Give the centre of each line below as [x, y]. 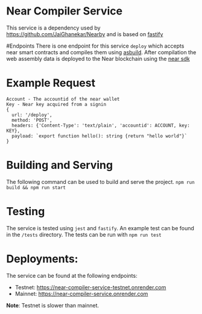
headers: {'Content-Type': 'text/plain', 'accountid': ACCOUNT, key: [101, 125]
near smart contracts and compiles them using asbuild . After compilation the [101, 52]
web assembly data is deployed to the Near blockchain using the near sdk [98, 58]
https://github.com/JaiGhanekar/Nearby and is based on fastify [85, 34]
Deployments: [42, 259]
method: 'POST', [32, 120]
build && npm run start [36, 187]
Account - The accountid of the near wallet [63, 99]
